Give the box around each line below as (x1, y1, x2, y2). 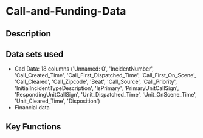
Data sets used (5, 49, 64, 59)
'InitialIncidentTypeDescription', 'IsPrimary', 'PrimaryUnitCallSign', (14, 85, 179, 92)
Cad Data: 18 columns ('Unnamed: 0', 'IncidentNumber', (14, 65, 154, 72)
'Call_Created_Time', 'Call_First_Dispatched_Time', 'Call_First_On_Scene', (14, 72, 196, 79)
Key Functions (5, 122, 61, 132)
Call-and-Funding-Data (5, 4, 126, 18)
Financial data (14, 104, 50, 111)
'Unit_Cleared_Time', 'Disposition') (14, 97, 101, 105)
